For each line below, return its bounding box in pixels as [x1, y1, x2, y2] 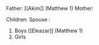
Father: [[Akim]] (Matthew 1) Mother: [6, 5, 94, 12]
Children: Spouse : [6, 16, 51, 22]
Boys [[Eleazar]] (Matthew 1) [14, 27, 83, 34]
